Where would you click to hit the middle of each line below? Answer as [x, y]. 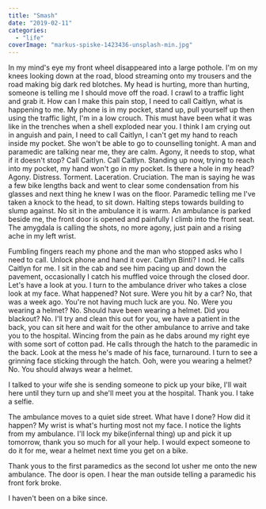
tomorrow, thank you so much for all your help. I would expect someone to [129, 442]
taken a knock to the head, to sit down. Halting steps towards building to [126, 202]
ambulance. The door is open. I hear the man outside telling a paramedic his [132, 475]
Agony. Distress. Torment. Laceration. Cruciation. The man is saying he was [132, 177]
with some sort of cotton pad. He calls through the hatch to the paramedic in [133, 344]
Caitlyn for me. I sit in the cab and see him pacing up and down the [118, 268]
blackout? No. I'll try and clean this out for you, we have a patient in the [124, 319]
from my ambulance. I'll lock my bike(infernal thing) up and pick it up [120, 434]
